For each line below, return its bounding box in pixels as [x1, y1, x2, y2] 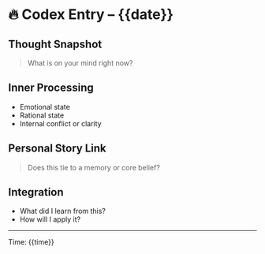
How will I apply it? [19, 215, 81, 224]
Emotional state [19, 102, 71, 111]
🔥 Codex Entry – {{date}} [8, 6, 174, 24]
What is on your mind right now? [27, 58, 133, 68]
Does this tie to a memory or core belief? [27, 162, 160, 172]
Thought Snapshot [8, 37, 103, 50]
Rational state [19, 110, 65, 120]
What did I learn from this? [19, 207, 106, 216]
